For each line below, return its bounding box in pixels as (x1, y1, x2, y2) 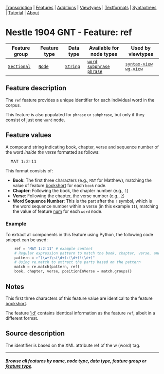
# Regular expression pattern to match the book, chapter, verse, (14, 250, 152, 256)
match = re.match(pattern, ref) (14, 264, 80, 270)
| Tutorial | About (5, 10, 39, 16)
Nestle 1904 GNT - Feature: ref (5, 27, 132, 38)
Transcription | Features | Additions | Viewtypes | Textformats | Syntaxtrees (5, 5, 157, 10)
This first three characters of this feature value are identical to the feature (5, 295, 153, 301)
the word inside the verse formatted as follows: (5, 149, 100, 155)
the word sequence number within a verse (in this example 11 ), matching (12, 203, 159, 209)
